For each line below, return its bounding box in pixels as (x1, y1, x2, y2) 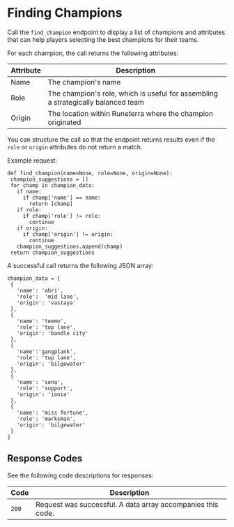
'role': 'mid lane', (16, 293, 79, 300)
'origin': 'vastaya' (16, 299, 77, 306)
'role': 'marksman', (16, 415, 77, 422)
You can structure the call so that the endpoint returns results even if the (7, 135, 216, 144)
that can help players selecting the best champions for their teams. (7, 35, 199, 43)
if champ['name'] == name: (22, 194, 101, 201)
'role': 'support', (16, 385, 73, 392)
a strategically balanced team (47, 97, 145, 107)
